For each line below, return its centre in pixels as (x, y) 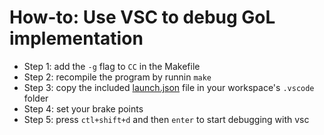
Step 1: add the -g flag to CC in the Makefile (112, 66)
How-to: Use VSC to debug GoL (142, 17)
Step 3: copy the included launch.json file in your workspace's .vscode (169, 87)
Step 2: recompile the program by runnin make (117, 77)
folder (36, 98)
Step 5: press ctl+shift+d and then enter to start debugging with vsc (166, 119)
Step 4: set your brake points (83, 108)
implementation (76, 38)
